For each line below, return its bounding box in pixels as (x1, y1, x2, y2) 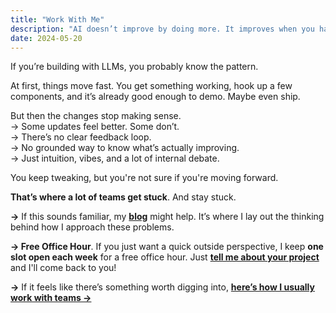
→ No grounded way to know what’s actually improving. (10, 142, 240, 154)
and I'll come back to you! (10, 262, 117, 274)
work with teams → (10, 292, 92, 304)
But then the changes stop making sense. (10, 110, 182, 122)
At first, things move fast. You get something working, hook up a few (10, 80, 293, 92)
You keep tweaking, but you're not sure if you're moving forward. (10, 172, 279, 184)
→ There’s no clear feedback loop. (10, 131, 152, 143)
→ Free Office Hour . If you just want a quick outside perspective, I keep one (10, 241, 324, 253)
